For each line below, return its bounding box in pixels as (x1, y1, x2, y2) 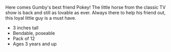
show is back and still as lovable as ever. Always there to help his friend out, (5, 10, 166, 16)
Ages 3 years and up (12, 41, 57, 47)
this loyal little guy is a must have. (5, 15, 76, 21)
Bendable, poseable (12, 30, 55, 36)
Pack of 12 (12, 35, 35, 41)
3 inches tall (12, 25, 39, 31)
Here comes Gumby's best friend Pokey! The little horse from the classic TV (5, 5, 166, 10)
